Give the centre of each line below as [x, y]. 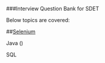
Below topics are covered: [38, 20]
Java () [15, 43]
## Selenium [21, 31]
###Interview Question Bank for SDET [53, 9]
